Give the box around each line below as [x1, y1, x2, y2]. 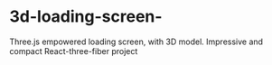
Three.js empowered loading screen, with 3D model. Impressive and [9, 36, 264, 47]
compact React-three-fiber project [9, 45, 138, 56]
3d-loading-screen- [9, 6, 163, 27]
